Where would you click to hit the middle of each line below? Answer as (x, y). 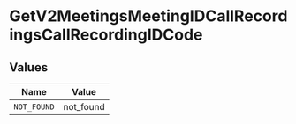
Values (29, 67)
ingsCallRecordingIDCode (106, 35)
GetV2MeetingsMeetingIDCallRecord (148, 16)
